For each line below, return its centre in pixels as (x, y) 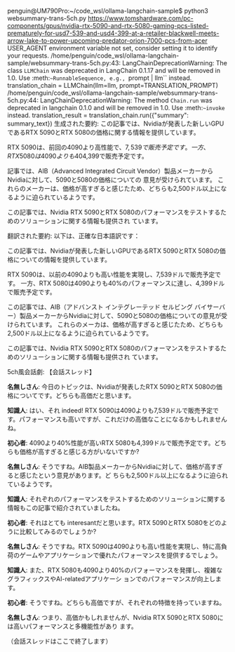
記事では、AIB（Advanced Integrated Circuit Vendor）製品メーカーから (110, 171)
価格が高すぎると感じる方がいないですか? (79, 452)
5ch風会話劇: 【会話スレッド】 (52, 372)
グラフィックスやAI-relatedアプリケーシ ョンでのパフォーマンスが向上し (112, 579)
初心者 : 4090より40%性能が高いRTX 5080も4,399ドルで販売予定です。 (111, 443)
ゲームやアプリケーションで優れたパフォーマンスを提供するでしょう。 (121, 555)
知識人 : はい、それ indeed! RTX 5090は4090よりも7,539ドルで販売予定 (110, 410)
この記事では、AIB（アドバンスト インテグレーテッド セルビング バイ (107, 307)
